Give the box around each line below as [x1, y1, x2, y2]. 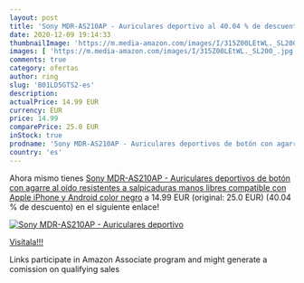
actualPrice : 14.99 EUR [9, 97, 100, 107]
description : [9, 89, 59, 98]
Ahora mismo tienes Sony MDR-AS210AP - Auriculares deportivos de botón [9, 173, 291, 184]
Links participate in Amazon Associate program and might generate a [9, 254, 268, 265]
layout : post [9, 13, 59, 23]
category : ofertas [9, 64, 79, 73]
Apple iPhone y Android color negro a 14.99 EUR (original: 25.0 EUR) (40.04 [9, 192, 291, 203]
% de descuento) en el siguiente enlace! [9, 201, 160, 212]
